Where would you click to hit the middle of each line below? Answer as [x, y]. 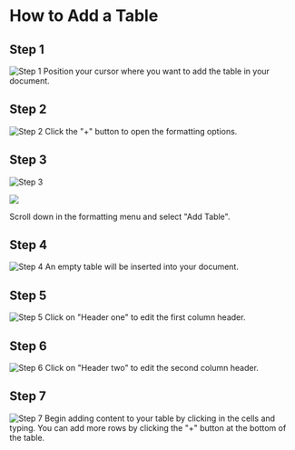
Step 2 [28, 110]
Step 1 [27, 50]
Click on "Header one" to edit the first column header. [145, 317]
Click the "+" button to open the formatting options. [141, 131]
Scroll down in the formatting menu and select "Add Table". [120, 216]
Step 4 [29, 245]
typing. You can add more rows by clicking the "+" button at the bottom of [148, 427]
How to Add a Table [84, 16]
